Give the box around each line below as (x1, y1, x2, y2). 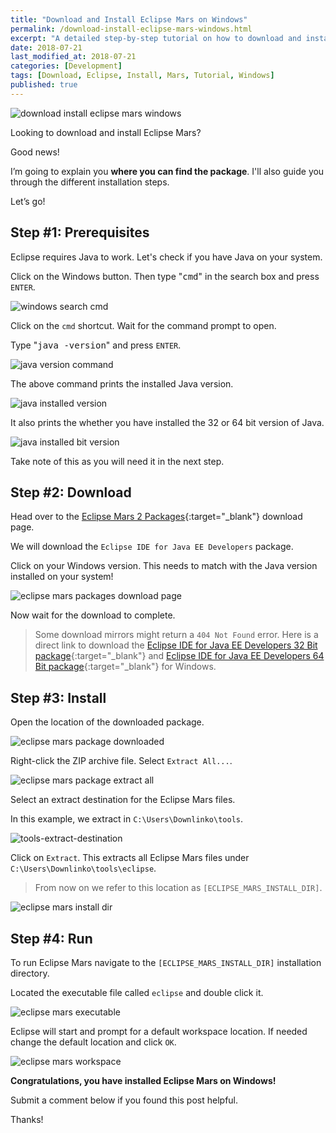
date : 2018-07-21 (10, 42, 83, 53)
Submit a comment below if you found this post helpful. (10, 1094, 239, 1106)
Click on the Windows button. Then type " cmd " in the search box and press (10, 270, 320, 282)
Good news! (10, 146, 60, 158)
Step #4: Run (10, 930, 93, 947)
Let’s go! (10, 195, 46, 207)
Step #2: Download (10, 484, 132, 501)
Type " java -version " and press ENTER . (10, 339, 182, 351)
